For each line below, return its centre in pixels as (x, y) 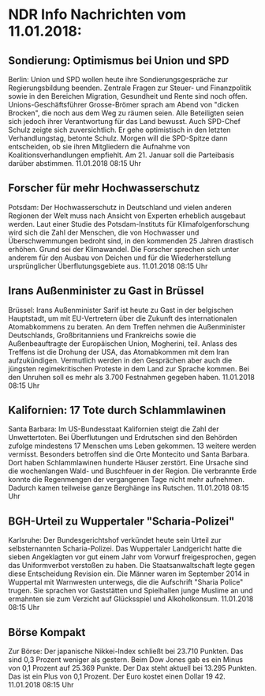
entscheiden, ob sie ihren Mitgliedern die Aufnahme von (99, 147)
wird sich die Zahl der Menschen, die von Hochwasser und (104, 232)
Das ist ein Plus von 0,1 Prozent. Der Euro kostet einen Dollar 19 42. (117, 676)
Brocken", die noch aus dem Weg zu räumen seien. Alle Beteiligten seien (126, 113)
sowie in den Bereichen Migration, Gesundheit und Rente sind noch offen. (128, 96)
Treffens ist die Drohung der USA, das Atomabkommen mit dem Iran (119, 352)
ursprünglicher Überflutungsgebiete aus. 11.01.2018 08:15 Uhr (108, 265)
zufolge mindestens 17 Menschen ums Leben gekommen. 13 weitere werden (132, 446)
